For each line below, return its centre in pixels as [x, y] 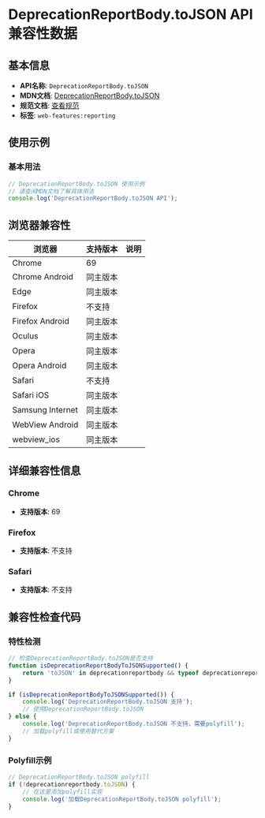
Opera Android [39, 366]
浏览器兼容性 [39, 225]
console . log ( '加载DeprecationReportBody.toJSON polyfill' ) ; [122, 799]
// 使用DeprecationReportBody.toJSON [83, 709]
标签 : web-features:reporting [67, 115]
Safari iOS [31, 395]
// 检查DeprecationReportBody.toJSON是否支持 [81, 659]
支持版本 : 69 [40, 511]
